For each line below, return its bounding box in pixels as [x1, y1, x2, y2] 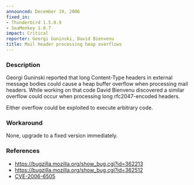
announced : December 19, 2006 [6, 8, 81, 15]
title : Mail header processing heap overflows [6, 42, 122, 48]
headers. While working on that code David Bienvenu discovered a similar [6, 86, 185, 94]
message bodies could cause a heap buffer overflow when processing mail [6, 80, 188, 88]
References [6, 147, 40, 155]
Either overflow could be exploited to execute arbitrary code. [6, 104, 153, 112]
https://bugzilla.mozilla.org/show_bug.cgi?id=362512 [14, 166, 143, 173]
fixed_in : [6, 14, 31, 20]
